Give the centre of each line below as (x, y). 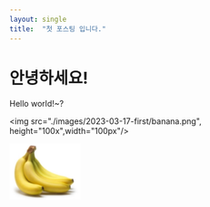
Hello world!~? (37, 104)
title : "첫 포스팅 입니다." (58, 29)
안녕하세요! (49, 78)
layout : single (38, 19)
